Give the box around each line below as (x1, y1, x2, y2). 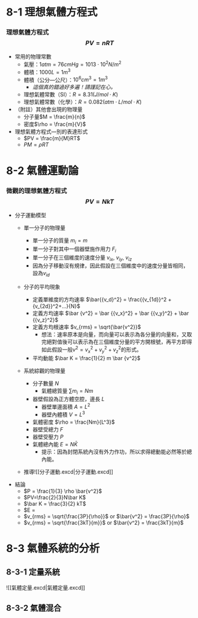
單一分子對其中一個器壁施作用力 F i (32, 245, 117, 254)
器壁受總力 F (32, 425, 63, 433)
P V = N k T (85, 197, 114, 206)
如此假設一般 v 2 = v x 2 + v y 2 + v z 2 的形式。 (41, 345, 142, 354)
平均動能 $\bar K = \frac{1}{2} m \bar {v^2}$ (32, 354, 141, 361)
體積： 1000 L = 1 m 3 (23, 68, 71, 75)
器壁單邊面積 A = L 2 (41, 402, 91, 411)
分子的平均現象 (23, 283, 60, 291)
